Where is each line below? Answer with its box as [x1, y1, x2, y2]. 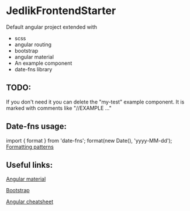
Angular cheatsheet [6, 198, 54, 205]
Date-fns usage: [6, 122, 67, 132]
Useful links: [6, 160, 53, 170]
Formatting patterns [6, 143, 54, 150]
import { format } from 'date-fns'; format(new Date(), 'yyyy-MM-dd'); [6, 137, 172, 144]
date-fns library [14, 65, 53, 72]
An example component [14, 60, 72, 67]
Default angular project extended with [6, 23, 98, 30]
